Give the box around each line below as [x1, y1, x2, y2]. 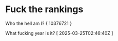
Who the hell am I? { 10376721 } [5, 20, 72, 26]
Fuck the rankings [5, 4, 84, 15]
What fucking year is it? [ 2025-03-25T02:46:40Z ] [5, 30, 113, 36]
